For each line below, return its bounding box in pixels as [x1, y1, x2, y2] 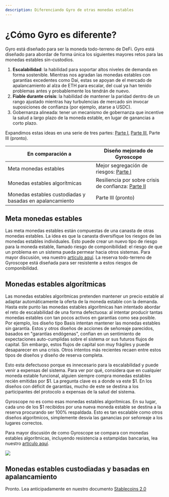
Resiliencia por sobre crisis [96, 176, 159, 183]
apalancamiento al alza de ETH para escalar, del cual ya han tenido [12, 82, 152, 88]
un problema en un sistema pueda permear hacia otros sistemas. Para [5, 249, 150, 255]
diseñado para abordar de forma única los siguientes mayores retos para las [5, 51, 163, 57]
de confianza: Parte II [96, 183, 146, 190]
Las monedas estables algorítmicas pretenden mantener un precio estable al [5, 293, 164, 299]
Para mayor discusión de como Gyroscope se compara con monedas [5, 430, 149, 436]
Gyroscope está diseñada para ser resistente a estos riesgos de [5, 260, 138, 266]
